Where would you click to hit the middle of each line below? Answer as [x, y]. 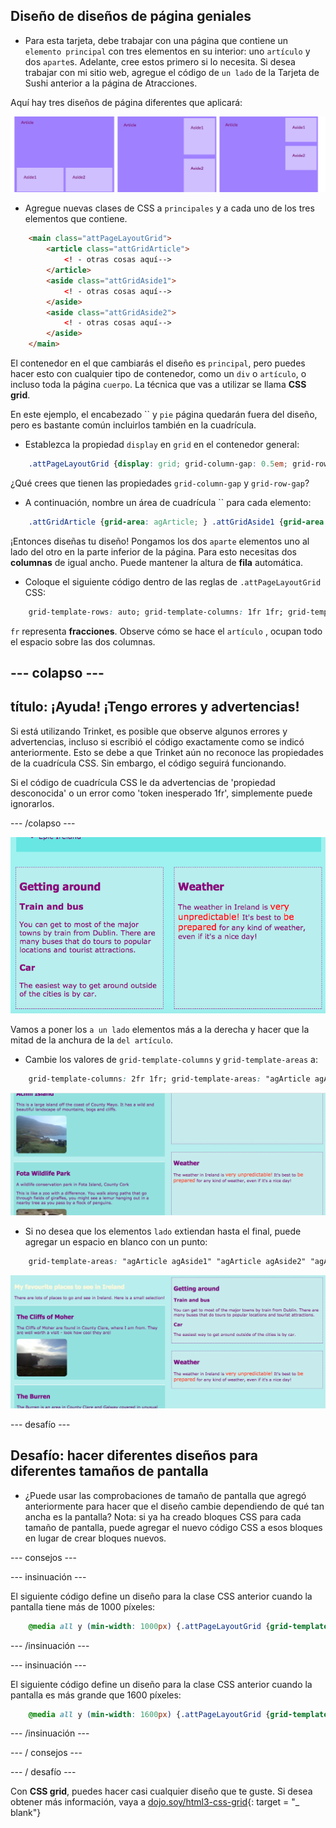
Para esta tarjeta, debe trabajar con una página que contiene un [156, 40]
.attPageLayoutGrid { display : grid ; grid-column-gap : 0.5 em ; [158, 464]
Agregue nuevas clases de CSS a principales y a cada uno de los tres [169, 208]
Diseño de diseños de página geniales [131, 16]
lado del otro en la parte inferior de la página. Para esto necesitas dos [154, 551]
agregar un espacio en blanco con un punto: [116, 1241]
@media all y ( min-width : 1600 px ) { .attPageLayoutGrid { [149, 1714]
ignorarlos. [32, 803]
